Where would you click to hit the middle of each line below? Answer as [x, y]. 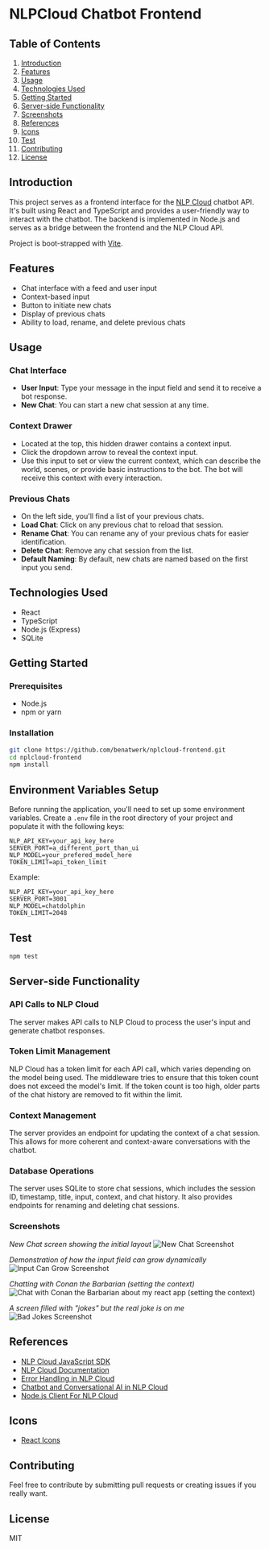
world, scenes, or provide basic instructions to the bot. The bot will [132, 469]
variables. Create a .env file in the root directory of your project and [121, 818]
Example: [25, 877]
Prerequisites [36, 686]
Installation [32, 733]
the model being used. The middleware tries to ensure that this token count [134, 1077]
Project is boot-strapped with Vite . [66, 243]
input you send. [47, 567]
